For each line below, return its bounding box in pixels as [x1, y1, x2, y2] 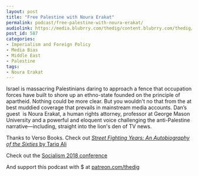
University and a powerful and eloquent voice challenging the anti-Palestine [6, 116, 190, 124]
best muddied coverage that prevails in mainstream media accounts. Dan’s [6, 104, 187, 111]
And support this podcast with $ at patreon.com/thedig [6, 164, 140, 171]
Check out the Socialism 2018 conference [6, 152, 108, 159]
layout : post [6, 8, 38, 15]
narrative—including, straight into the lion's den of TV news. [6, 123, 152, 130]
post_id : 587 [6, 31, 38, 37]
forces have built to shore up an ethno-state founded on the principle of [6, 92, 181, 99]
